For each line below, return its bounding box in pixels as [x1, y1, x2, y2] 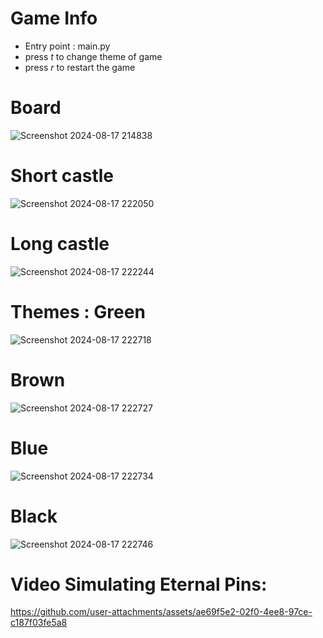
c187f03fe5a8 [10, 617, 68, 629]
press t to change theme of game [24, 50, 163, 62]
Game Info [10, 7, 98, 30]
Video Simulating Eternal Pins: [10, 573, 268, 596]
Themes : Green [10, 300, 146, 323]
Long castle [10, 233, 110, 255]
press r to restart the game [24, 61, 136, 73]
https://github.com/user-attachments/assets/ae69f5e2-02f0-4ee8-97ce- [10, 606, 313, 618]
